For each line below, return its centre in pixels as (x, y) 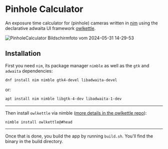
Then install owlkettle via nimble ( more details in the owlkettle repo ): (76, 113)
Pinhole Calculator (44, 9)
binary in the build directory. (34, 142)
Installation (23, 54)
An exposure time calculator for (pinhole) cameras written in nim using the (82, 23)
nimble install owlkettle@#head (39, 122)
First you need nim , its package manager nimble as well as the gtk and (77, 65)
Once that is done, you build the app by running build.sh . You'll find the (79, 136)
